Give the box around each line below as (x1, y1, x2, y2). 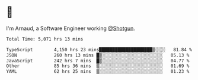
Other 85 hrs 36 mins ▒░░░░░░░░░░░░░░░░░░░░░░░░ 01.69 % (6, 63, 190, 69)
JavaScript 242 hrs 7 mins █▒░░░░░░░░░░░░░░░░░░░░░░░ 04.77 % (6, 58, 190, 64)
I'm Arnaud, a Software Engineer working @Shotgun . (6, 25, 135, 32)
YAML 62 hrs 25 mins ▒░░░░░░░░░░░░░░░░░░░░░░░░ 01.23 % (6, 69, 190, 75)
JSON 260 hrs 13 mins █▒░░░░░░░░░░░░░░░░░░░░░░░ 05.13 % (6, 52, 190, 58)
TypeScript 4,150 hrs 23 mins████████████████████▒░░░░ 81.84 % (6, 46, 193, 52)
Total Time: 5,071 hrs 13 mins (6, 36, 84, 42)
